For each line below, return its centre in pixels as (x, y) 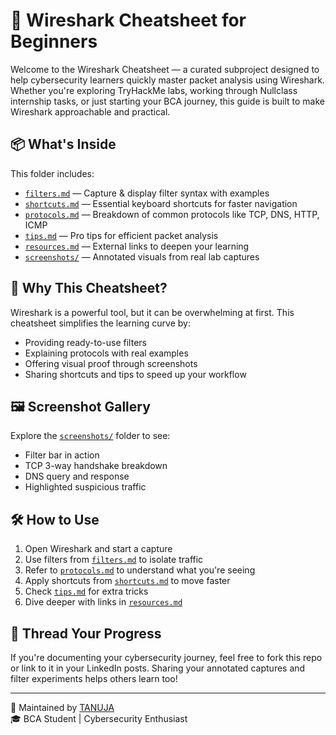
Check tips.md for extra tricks (86, 591)
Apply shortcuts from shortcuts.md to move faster (127, 581)
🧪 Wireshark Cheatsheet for (128, 20)
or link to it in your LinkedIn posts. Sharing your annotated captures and (158, 668)
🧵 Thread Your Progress (86, 633)
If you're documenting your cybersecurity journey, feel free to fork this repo (166, 657)
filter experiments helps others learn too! (94, 678)
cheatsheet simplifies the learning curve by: (100, 323)
